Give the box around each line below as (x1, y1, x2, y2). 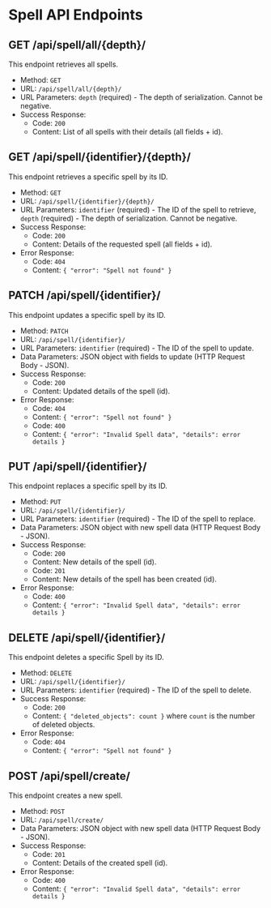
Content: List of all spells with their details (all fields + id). (32, 127, 224, 136)
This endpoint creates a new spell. (8, 790, 123, 800)
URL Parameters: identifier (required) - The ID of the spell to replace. (19, 514, 256, 524)
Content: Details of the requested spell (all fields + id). (32, 239, 213, 249)
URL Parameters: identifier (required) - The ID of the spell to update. (19, 343, 255, 353)
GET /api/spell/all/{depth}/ (8, 38, 146, 52)
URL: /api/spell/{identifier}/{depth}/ (19, 196, 155, 206)
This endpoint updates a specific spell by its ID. (8, 310, 166, 319)
